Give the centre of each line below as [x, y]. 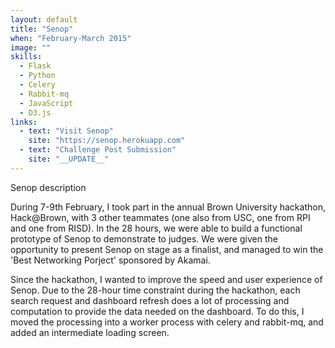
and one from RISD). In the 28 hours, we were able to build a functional [156, 228]
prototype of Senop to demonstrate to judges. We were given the [144, 238]
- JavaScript [46, 103]
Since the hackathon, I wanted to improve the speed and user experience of [166, 279]
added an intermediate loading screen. [90, 332]
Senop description [48, 187]
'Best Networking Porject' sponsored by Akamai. [110, 260]
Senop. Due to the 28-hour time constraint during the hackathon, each [155, 290]
